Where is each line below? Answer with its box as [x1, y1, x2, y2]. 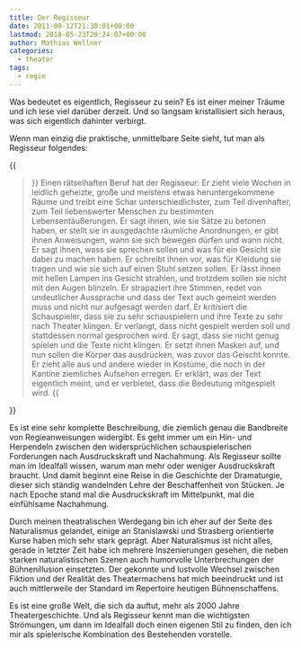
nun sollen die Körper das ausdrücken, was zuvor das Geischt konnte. [31, 349, 291, 360]
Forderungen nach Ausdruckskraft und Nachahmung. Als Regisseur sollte [9, 450, 281, 461]
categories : [9, 47, 54, 56]
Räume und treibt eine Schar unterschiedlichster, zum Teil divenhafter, [31, 196, 292, 207]
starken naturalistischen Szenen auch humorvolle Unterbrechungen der [9, 554, 275, 564]
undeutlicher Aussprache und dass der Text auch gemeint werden [31, 291, 277, 302]
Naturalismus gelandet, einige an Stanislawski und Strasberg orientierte [9, 525, 274, 536]
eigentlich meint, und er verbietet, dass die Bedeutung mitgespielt [31, 377, 276, 388]
